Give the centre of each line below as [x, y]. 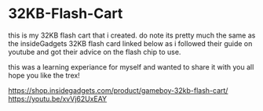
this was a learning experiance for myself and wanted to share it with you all [131, 66]
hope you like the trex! [44, 75]
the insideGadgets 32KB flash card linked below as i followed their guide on [130, 43]
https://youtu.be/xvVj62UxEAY [58, 98]
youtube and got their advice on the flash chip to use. [95, 52]
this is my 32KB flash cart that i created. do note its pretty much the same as [132, 35]
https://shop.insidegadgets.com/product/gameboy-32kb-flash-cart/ [118, 90]
